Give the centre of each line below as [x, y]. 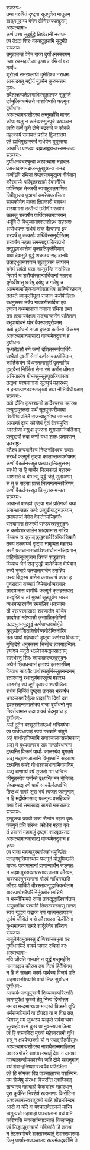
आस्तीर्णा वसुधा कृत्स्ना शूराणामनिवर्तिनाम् [43, 430]
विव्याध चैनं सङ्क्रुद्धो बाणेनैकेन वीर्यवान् [41, 564]
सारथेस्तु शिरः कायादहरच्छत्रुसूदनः [37, 658]
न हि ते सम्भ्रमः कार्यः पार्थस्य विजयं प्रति [41, 973]
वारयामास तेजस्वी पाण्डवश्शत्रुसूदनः [38, 523]
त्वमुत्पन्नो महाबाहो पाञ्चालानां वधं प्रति [39, 1113]
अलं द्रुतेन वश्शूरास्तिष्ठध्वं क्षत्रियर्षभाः [38, 725]
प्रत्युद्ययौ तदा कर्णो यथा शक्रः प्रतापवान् [41, 436]
